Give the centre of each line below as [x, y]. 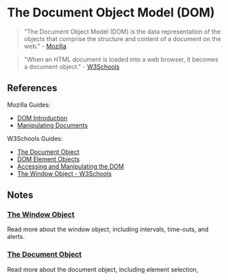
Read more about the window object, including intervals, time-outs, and [108, 229]
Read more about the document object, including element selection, [103, 269]
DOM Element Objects [48, 159]
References [32, 88]
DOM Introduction [42, 118]
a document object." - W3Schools [72, 66]
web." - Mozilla [45, 46]
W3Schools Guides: [35, 138]
